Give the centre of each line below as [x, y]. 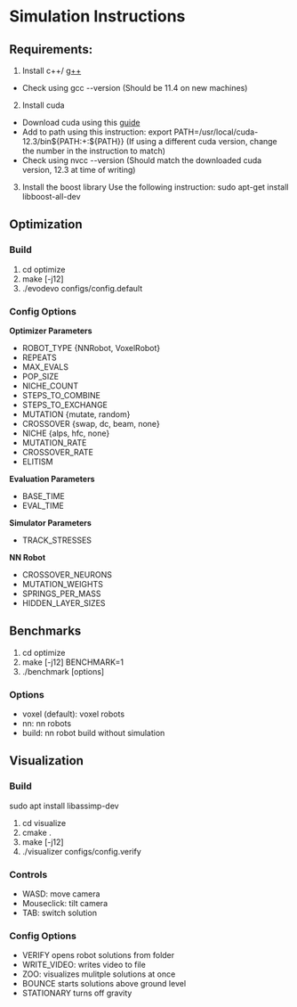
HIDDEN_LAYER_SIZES [64, 602]
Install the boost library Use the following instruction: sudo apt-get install [155, 187]
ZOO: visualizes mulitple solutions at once [99, 974]
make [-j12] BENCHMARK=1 [73, 662]
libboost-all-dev [52, 196]
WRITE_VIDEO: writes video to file [84, 965]
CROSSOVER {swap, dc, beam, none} [91, 423]
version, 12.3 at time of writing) [79, 170]
